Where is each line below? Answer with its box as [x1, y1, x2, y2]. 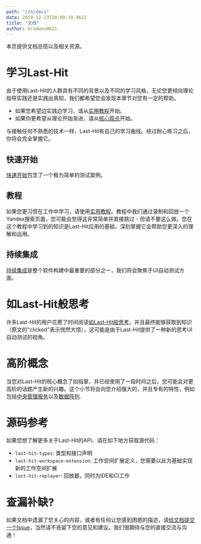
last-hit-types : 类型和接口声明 [14, 450, 93, 457]
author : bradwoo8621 [6, 25, 58, 32]
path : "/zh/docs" [6, 8, 50, 15]
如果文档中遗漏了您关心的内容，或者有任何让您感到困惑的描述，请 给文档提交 [6, 516, 195, 524]
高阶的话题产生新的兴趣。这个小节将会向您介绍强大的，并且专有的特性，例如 [6, 385, 195, 392]
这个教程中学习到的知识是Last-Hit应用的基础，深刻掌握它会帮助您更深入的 [6, 223, 188, 230]
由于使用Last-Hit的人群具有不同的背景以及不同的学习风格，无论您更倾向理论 [6, 87, 194, 94]
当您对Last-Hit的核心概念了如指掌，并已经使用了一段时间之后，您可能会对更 [6, 378, 194, 385]
